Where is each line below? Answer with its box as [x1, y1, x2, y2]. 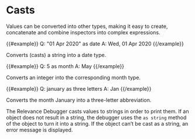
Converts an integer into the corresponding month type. [6, 74, 141, 81]
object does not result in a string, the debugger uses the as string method [6, 114, 187, 121]
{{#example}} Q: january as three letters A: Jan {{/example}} [6, 85, 152, 92]
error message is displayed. [6, 126, 73, 133]
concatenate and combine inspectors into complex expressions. [6, 28, 160, 35]
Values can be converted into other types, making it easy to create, [6, 23, 168, 30]
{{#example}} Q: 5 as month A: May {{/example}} [6, 62, 125, 70]
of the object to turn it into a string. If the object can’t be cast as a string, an [6, 120, 189, 127]
